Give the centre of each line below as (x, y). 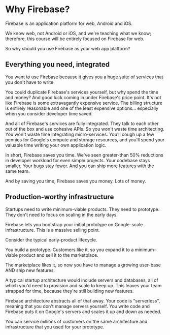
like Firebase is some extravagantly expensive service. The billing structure (84, 103)
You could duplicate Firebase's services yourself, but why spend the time (82, 92)
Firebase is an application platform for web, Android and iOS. (69, 23)
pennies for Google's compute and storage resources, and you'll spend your (85, 140)
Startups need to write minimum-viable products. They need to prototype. (82, 209)
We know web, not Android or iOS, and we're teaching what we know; (78, 33)
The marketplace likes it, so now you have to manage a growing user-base (83, 265)
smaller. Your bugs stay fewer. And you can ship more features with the (80, 166)
